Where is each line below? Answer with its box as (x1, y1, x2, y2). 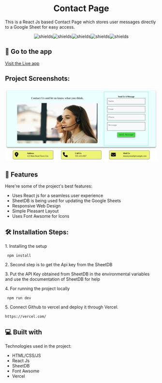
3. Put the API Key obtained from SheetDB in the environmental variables (5, 271, 150, 277)
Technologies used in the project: (5, 343, 72, 349)
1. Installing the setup (5, 243, 47, 249)
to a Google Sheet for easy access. (5, 24, 75, 30)
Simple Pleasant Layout (12, 208, 59, 214)
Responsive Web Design (12, 203, 61, 209)
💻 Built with (5, 328, 43, 336)
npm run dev (7, 296, 31, 301)
